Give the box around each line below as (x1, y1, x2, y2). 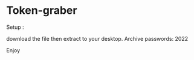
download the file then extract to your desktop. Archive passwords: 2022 (6, 35, 189, 42)
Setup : (6, 23, 24, 31)
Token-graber (6, 4, 77, 17)
